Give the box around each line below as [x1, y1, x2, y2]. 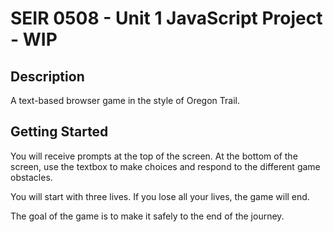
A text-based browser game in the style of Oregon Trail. [10, 95, 240, 106]
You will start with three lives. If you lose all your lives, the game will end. [10, 190, 310, 202]
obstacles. [10, 171, 53, 183]
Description [10, 68, 85, 85]
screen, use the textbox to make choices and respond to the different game [10, 160, 321, 172]
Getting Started [10, 123, 109, 141]
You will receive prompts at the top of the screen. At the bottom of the [10, 150, 298, 162]
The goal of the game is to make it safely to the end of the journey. [10, 210, 285, 222]
